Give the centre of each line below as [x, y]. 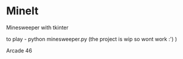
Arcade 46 [19, 50]
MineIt [22, 11]
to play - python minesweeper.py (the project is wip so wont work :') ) [92, 39]
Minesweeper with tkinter [37, 27]
